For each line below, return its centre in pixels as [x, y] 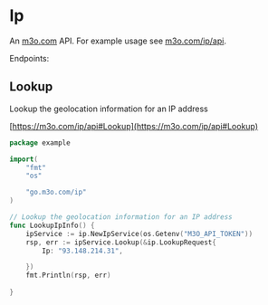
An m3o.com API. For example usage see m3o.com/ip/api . [118, 41]
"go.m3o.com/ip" [57, 192]
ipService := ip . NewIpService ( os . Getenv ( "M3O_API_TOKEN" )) [139, 234]
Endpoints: [29, 58]
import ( [24, 159]
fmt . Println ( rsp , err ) [68, 276]
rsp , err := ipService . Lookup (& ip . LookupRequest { [121, 242]
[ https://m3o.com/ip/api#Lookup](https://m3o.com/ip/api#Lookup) [134, 126]
